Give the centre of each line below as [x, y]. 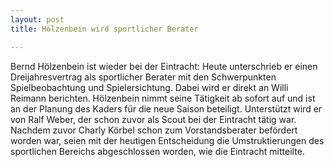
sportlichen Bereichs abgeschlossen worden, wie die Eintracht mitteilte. [157, 151]
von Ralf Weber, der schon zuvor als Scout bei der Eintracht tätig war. [153, 119]
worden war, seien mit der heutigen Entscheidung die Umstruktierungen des [167, 140]
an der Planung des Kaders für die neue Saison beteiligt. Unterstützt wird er [166, 108]
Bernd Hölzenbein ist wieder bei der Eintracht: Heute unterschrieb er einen [164, 66]
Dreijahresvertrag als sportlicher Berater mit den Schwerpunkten [143, 77]
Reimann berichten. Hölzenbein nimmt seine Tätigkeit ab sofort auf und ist [163, 98]
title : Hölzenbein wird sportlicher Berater [104, 29]
